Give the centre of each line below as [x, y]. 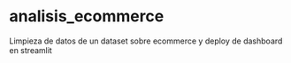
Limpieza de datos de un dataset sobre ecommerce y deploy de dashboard [146, 41]
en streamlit [31, 50]
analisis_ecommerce [87, 16]
